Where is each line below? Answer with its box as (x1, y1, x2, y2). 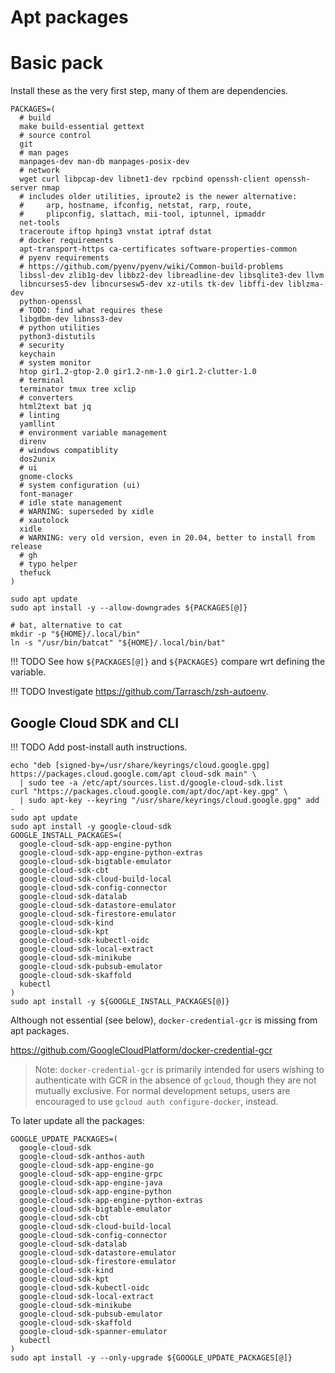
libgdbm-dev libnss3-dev (19, 314, 123, 325)
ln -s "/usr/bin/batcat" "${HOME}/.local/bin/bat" (10, 638, 226, 648)
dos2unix (19, 454, 56, 465)
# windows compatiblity (19, 446, 118, 456)
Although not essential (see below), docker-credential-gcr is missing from (10, 1014, 318, 1026)
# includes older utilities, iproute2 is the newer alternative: (19, 192, 298, 202)
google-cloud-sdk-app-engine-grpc (19, 1169, 163, 1179)
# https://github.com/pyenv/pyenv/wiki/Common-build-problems (19, 262, 284, 272)
